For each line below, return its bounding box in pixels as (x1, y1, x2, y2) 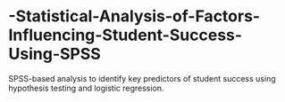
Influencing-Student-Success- (8, 25, 243, 45)
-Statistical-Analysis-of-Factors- (8, 6, 261, 27)
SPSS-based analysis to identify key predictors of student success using (8, 73, 276, 83)
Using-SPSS (8, 44, 102, 64)
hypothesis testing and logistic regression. (8, 82, 164, 93)
